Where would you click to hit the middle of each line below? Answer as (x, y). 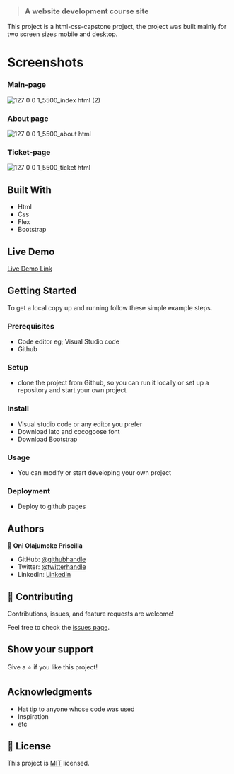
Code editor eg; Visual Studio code (69, 341)
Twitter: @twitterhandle (52, 567)
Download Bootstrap (47, 439)
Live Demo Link (30, 269)
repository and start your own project (72, 390)
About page (28, 118)
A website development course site (87, 11)
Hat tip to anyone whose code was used (76, 709)
